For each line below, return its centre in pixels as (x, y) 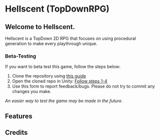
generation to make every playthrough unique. (51, 44)
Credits (16, 132)
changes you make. (32, 92)
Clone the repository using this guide (49, 76)
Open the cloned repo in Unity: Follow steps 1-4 (60, 81)
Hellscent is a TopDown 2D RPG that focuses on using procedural (71, 38)
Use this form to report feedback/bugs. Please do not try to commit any (83, 86)
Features (19, 116)
